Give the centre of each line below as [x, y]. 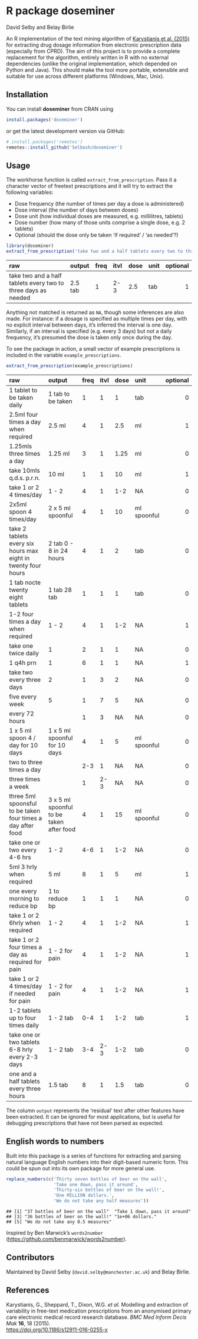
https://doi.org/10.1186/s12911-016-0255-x [57, 1330]
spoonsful [23, 803]
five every [23, 697]
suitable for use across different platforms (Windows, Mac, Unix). [85, 76]
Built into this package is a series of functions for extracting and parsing [94, 1156]
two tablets [24, 1042]
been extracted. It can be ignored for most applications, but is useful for [93, 1117]
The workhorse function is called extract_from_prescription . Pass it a [91, 180]
